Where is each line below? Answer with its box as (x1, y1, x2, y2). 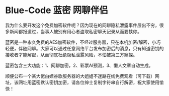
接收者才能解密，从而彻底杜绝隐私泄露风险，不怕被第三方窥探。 (5, 51, 137, 58)
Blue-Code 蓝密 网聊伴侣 (5, 5, 108, 16)
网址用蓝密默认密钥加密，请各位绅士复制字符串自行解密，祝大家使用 (18, 79, 159, 85)
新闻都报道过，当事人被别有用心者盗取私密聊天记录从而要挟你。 (9, 28, 142, 34)
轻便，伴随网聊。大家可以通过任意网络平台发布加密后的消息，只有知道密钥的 (5, 45, 164, 51)
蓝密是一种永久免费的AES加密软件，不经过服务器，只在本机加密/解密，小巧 (5, 39, 161, 45)
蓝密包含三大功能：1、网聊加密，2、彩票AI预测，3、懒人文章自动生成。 (5, 62, 153, 68)
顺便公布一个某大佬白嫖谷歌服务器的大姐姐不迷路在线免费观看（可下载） (5, 73, 155, 79)
